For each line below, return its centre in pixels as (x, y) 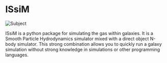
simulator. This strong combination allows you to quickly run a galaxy (89, 44)
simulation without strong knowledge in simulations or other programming (83, 49)
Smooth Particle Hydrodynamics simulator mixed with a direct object (77, 39)
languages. (17, 55)
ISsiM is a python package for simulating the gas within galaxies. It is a (79, 33)
